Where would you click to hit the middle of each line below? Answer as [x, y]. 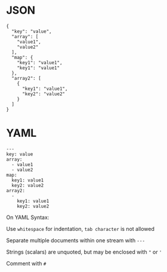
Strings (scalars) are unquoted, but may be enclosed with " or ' [84, 252]
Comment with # [26, 263]
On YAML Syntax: [28, 217]
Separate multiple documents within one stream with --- [75, 240]
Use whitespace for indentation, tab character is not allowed [81, 229]
